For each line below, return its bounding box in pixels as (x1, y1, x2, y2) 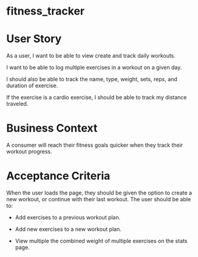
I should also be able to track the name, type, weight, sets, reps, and (6, 76, 177, 83)
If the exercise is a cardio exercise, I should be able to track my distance (6, 94, 187, 101)
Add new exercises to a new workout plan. (15, 225, 121, 233)
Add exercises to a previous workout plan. (15, 214, 121, 221)
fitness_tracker (6, 4, 85, 18)
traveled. (6, 100, 29, 107)
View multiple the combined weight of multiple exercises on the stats (15, 238, 188, 244)
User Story (6, 32, 62, 46)
